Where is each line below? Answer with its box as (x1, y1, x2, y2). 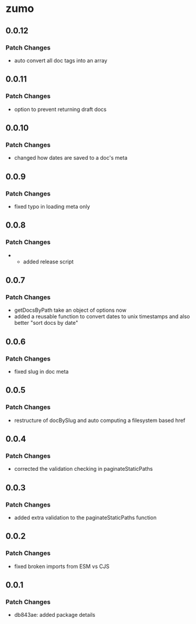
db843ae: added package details (14, 611, 96, 619)
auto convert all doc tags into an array (14, 57, 108, 64)
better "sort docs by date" (14, 319, 78, 327)
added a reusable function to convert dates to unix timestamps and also (14, 313, 191, 320)
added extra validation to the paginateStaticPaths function (14, 514, 157, 521)
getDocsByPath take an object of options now (14, 306, 127, 314)
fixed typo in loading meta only (14, 203, 90, 210)
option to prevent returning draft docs (14, 105, 107, 113)
